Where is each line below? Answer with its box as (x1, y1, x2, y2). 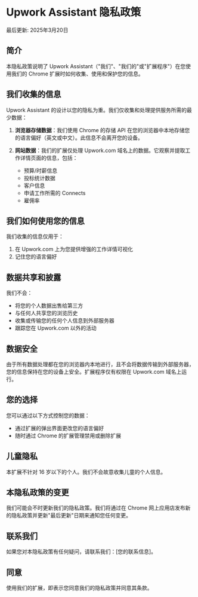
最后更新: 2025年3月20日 (6, 26, 69, 33)
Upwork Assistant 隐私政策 (6, 5, 141, 19)
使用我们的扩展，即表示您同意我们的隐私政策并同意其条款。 (6, 584, 153, 592)
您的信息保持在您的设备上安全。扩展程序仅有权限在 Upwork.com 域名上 (6, 368, 182, 375)
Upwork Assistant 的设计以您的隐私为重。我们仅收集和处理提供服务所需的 (6, 106, 187, 114)
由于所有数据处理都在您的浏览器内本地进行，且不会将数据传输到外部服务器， (6, 361, 194, 368)
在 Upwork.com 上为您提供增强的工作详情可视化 (14, 246, 133, 253)
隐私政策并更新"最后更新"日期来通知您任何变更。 (11, 512, 132, 519)
